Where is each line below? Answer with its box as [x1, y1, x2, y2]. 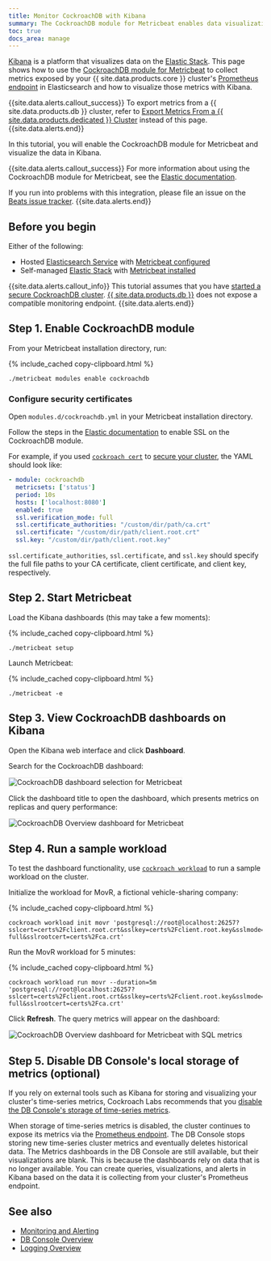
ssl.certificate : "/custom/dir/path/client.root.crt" [15, 529, 200, 537]
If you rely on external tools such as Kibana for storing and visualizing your [8, 1088, 257, 1098]
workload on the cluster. [8, 872, 89, 882]
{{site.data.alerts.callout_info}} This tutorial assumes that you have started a [8, 281, 261, 291]
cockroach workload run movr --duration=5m [8, 979, 157, 987]
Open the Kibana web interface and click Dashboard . [8, 745, 186, 755]
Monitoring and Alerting [19, 1226, 99, 1236]
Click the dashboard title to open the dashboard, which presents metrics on [8, 793, 260, 803]
